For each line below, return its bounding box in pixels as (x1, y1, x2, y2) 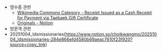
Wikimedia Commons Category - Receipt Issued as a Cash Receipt (17, 10, 152, 16)
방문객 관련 (9, 26, 31, 32)
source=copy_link (9, 42, 46, 47)
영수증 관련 (9, 4, 31, 10)
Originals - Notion (17, 20, 53, 26)
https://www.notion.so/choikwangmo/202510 (65, 31, 157, 37)
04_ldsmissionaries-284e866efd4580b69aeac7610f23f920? (9, 36, 133, 42)
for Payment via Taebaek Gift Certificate (17, 15, 99, 20)
